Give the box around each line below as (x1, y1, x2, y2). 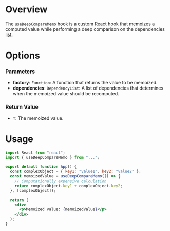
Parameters (5, 68, 35, 75)
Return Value (5, 103, 39, 111)
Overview (5, 4, 48, 15)
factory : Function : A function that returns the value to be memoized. (12, 80, 158, 86)
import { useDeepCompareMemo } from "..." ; (5, 155, 100, 160)
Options (5, 50, 40, 61)
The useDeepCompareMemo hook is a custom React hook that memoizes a (5, 21, 155, 27)
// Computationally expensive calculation (14, 179, 107, 184)
